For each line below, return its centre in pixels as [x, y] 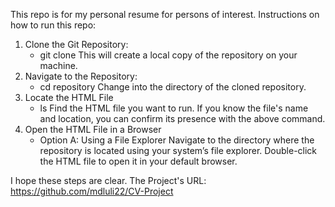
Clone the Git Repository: [76, 44]
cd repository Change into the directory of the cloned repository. [173, 87]
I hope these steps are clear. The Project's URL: [108, 180]
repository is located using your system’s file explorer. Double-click [178, 150]
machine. [58, 65]
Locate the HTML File [69, 97]
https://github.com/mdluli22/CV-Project [92, 191]
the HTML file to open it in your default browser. [138, 161]
